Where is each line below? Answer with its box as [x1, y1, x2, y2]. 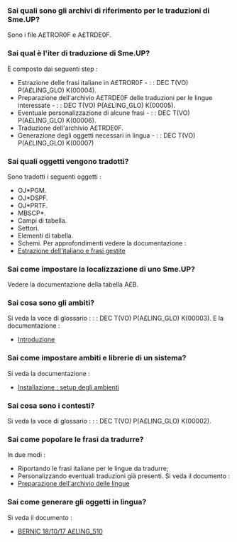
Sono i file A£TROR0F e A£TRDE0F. [7, 31, 111, 39]
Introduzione [17, 336, 55, 344]
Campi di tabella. [17, 216, 67, 225]
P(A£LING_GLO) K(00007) [17, 138, 94, 147]
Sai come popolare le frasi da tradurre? [7, 435, 144, 444]
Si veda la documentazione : [7, 369, 90, 377]
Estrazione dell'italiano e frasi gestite [17, 246, 126, 255]
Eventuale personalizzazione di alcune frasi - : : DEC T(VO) [17, 109, 190, 117]
